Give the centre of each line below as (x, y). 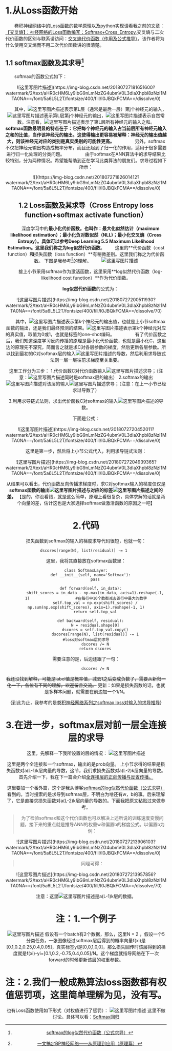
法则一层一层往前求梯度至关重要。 (86, 360)
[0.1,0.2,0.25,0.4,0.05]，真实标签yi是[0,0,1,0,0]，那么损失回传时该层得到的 (84, 947)
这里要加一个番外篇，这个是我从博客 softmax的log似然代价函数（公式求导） (86, 788)
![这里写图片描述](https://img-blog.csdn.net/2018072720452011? (86, 430)
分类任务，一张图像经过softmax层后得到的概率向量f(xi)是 (86, 941)
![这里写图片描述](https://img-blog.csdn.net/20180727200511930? (86, 300)
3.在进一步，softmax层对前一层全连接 (86, 725)
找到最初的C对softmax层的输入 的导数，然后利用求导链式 (88, 354)
